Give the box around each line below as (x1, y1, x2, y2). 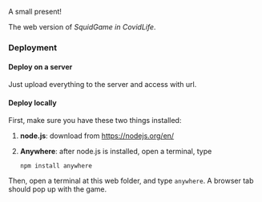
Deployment (8, 42, 58, 53)
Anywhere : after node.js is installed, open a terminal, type (19, 147, 212, 156)
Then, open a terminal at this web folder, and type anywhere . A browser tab (8, 176, 254, 186)
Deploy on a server (8, 61, 73, 71)
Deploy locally (8, 97, 58, 107)
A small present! (8, 7, 62, 16)
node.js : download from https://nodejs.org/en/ (19, 131, 175, 141)
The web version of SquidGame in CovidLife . (8, 22, 156, 31)
